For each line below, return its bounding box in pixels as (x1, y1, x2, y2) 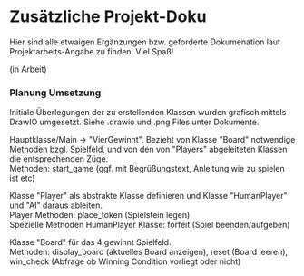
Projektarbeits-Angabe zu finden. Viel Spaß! (9, 45, 174, 56)
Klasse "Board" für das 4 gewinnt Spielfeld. (9, 237, 172, 248)
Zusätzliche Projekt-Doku (9, 6, 207, 27)
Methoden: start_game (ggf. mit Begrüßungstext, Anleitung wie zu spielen (9, 163, 285, 174)
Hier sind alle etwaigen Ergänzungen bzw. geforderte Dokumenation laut (9, 36, 281, 47)
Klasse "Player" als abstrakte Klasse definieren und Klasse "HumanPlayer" (9, 191, 288, 202)
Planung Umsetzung (9, 86, 102, 99)
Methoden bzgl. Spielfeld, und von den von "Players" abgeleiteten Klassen (9, 143, 288, 155)
